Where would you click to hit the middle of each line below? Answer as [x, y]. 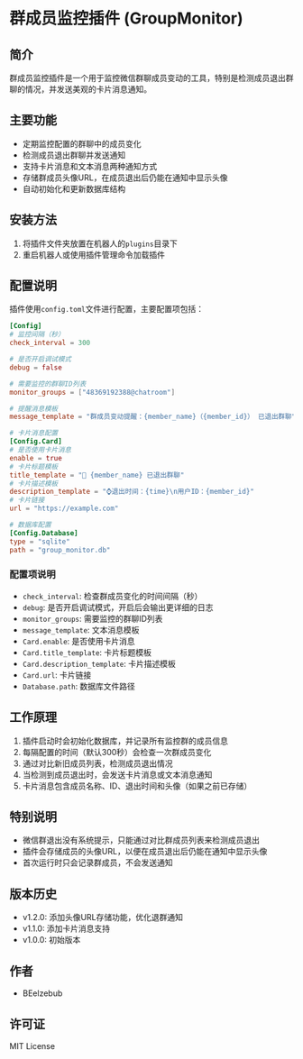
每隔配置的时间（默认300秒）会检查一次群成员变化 [117, 752]
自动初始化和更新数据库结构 [74, 188]
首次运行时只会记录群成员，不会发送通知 [97, 863]
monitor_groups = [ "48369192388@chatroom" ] [92, 392]
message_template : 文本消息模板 [81, 630]
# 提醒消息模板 [34, 408]
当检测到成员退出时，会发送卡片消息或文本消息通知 [117, 774]
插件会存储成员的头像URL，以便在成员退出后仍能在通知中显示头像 [145, 852]
